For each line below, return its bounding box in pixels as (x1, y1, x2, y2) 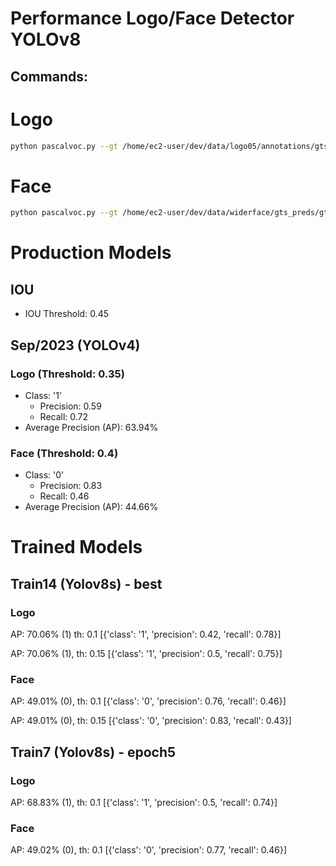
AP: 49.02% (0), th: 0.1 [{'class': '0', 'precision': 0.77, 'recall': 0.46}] (10, 844, 288, 856)
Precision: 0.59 (39, 400, 102, 412)
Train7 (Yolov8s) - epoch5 (10, 743, 177, 761)
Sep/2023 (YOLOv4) (10, 337, 141, 354)
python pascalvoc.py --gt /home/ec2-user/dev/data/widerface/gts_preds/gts (10, 208, 333, 218)
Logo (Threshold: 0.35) (10, 367, 125, 381)
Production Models (10, 242, 172, 264)
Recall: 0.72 (39, 410, 89, 422)
